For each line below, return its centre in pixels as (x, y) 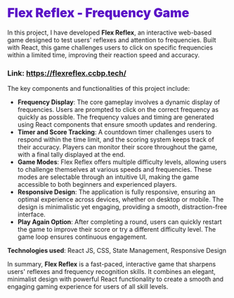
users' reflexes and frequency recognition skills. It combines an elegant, (111, 272)
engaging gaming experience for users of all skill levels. (88, 287)
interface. (31, 215)
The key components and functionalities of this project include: (98, 89)
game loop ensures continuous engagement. (82, 237)
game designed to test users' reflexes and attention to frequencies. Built (112, 39)
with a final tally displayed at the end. (71, 155)
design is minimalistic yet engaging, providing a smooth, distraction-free (122, 207)
